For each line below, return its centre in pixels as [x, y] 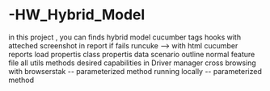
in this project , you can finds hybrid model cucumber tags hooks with [124, 37]
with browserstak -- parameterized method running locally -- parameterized [135, 71]
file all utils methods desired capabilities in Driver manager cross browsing [132, 63]
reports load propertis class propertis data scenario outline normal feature [132, 54]
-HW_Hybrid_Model [77, 15]
